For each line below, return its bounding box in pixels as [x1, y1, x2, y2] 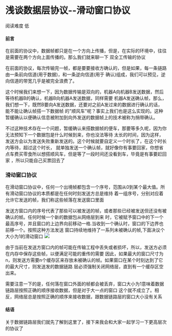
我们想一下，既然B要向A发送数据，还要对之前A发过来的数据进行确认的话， [5, 102, 163, 108]
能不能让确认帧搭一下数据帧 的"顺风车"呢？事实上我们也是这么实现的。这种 [5, 108, 163, 114]
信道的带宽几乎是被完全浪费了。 [9, 78, 77, 84]
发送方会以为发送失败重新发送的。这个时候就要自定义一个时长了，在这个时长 [5, 138, 167, 144]
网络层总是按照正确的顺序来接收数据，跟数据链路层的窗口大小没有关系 [14, 293, 162, 300]
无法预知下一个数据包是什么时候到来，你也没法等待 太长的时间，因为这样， [5, 132, 164, 138]
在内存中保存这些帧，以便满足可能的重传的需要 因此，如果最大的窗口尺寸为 [5, 251, 164, 257]
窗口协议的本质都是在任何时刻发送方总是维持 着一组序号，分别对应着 [18, 190, 164, 196]
